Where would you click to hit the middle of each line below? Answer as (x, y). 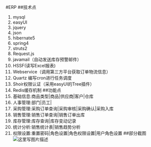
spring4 (21, 43)
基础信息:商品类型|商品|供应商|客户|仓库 (53, 96)
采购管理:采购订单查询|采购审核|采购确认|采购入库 (63, 109)
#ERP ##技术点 (21, 7)
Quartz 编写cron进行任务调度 (42, 78)
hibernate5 (24, 38)
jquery (19, 28)
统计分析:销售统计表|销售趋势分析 (47, 127)
